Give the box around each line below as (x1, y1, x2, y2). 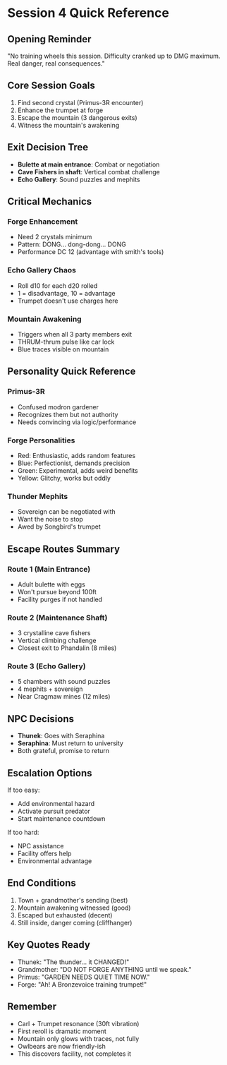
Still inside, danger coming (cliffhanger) (17, 918, 133, 927)
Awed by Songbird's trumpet (17, 522, 101, 531)
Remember (7, 1001, 57, 1013)
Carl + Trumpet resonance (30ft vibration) (17, 1019, 140, 1028)
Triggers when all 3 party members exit (17, 330, 133, 338)
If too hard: (7, 828, 39, 837)
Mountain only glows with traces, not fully (17, 1034, 140, 1042)
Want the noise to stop (17, 515, 83, 524)
